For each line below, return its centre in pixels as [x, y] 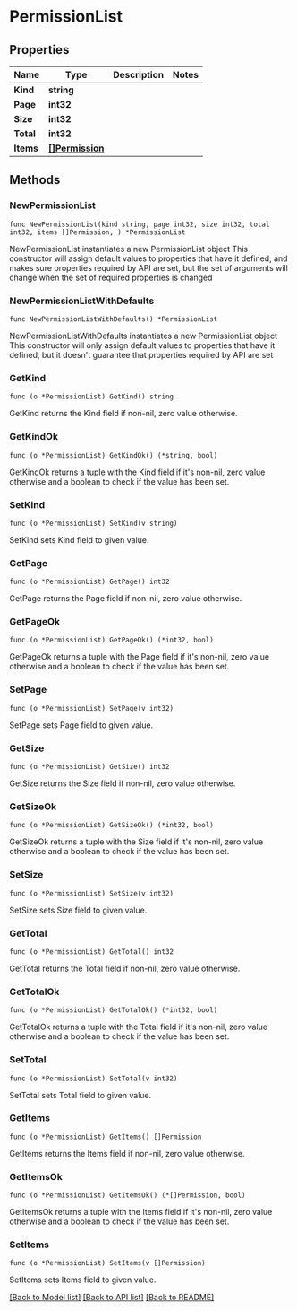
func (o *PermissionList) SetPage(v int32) [92, 708]
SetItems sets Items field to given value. [83, 1280]
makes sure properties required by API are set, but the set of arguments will [148, 267]
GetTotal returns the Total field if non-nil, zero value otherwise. [125, 968]
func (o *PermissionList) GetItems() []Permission [106, 1137]
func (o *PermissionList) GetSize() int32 [89, 767]
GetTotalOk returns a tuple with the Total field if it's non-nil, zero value [139, 1027]
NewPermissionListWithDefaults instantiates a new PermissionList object [144, 336]
